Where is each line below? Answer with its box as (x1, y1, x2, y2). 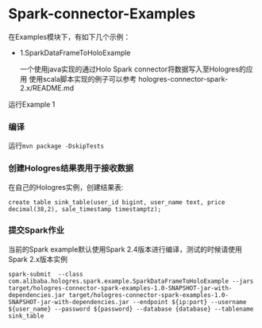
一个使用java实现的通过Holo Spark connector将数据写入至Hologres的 (19, 64, 246, 74)
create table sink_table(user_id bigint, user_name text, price (8, 198, 225, 206)
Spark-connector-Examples (8, 5, 196, 23)
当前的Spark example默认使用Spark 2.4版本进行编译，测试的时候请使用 (8, 244, 242, 254)
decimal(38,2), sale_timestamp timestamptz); (8, 205, 161, 213)
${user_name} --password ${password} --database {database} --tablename (8, 305, 254, 313)
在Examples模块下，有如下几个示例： (8, 32, 131, 41)
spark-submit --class (8, 270, 83, 278)
